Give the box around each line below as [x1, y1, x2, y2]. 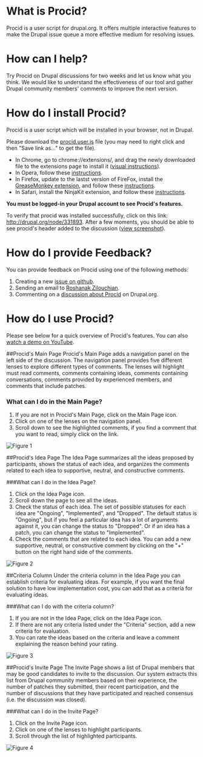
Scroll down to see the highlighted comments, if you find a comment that [15, 424, 197, 431]
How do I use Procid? [6, 312, 114, 325]
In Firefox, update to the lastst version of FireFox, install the [15, 175, 164, 182]
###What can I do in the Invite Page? [6, 707, 99, 715]
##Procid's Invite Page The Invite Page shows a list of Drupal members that [6, 664, 195, 671]
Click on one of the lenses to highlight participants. [15, 725, 142, 733]
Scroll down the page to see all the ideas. [15, 496, 119, 504]
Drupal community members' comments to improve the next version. [6, 85, 178, 92]
